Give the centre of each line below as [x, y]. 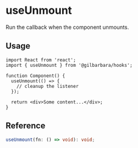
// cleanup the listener [48, 86]
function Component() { [36, 76]
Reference [26, 126]
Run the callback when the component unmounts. [67, 27]
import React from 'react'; [41, 60]
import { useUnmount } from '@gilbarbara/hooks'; [69, 65]
